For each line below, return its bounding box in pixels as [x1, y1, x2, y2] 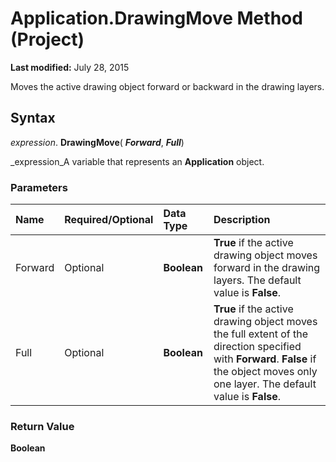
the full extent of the [213, 327, 308, 341]
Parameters [10, 180, 68, 194]
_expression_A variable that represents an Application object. [10, 155, 265, 167]
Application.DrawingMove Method [10, 7, 303, 30]
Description [213, 213, 271, 227]
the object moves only [213, 365, 318, 379]
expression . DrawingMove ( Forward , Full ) [10, 136, 185, 148]
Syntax [10, 110, 56, 127]
